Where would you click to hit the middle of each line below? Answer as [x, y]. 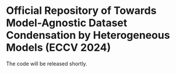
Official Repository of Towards [81, 11]
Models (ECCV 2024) [59, 48]
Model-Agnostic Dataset [67, 23]
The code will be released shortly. [47, 63]
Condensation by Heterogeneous [88, 35]
